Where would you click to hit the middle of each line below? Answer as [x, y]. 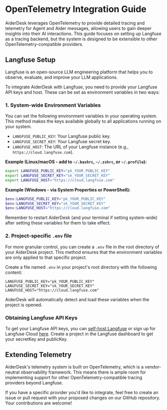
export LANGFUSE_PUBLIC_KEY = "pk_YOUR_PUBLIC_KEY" [58, 171]
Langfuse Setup [30, 60]
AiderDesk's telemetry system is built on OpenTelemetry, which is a [74, 367]
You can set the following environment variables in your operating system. [81, 116]
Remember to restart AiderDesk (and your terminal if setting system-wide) [82, 217]
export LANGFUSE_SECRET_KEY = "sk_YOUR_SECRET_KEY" [58, 176]
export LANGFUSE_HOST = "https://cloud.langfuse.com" [60, 180]
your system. [19, 127]
